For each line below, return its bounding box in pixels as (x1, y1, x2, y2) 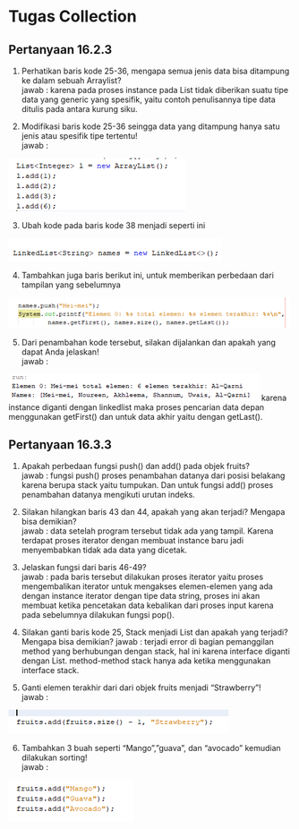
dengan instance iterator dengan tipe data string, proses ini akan (21, 591, 261, 602)
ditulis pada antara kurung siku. (21, 104, 138, 114)
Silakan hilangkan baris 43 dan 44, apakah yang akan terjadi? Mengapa (21, 507, 286, 517)
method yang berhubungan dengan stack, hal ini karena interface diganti (21, 646, 290, 657)
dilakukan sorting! (21, 752, 88, 763)
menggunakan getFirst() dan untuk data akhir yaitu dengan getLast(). (8, 411, 263, 422)
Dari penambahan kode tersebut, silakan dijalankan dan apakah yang (21, 337, 277, 347)
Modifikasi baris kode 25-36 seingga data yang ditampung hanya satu (21, 121, 280, 132)
